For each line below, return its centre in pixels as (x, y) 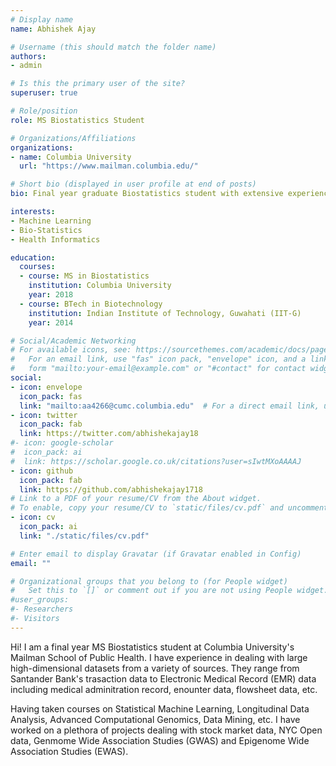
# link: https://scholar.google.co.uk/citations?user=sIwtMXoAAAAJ (156, 461)
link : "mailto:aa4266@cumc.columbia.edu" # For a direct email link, (169, 406)
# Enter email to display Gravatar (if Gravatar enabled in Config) (156, 554)
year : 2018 (51, 295)
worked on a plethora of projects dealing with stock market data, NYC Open (166, 730)
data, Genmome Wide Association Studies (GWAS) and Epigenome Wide (160, 740)
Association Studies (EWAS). (69, 751)
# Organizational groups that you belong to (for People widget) (149, 581)
